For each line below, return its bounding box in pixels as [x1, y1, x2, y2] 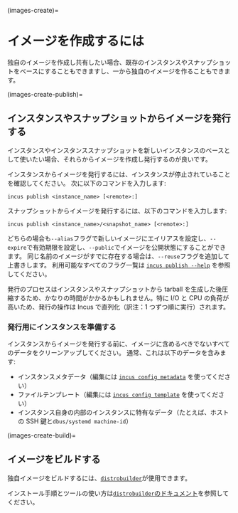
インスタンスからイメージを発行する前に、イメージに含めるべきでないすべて [7, 339, 230, 348]
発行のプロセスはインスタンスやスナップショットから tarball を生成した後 [7, 285, 222, 293]
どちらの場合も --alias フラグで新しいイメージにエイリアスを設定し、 [7, 234, 210, 243]
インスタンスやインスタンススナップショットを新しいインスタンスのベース [7, 146, 225, 154]
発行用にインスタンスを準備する [7, 322, 117, 332]
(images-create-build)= [7, 431, 77, 440]
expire [7, 244, 27, 251]
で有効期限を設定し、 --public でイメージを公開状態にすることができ [26, 243, 227, 251]
